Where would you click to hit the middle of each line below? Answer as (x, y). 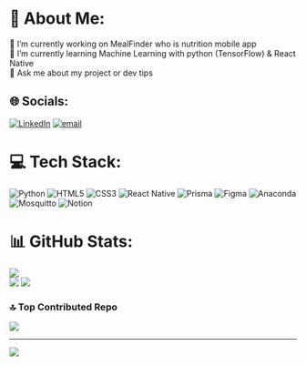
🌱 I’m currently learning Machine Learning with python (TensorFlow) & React (153, 53)
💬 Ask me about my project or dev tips (81, 73)
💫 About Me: (57, 19)
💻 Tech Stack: (66, 162)
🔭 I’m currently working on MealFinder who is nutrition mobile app (133, 44)
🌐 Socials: (39, 102)
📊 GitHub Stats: (71, 241)
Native (22, 63)
